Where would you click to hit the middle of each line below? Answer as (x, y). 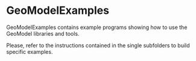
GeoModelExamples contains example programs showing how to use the (97, 27)
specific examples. (30, 51)
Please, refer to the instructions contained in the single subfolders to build (98, 45)
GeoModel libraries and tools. (43, 33)
